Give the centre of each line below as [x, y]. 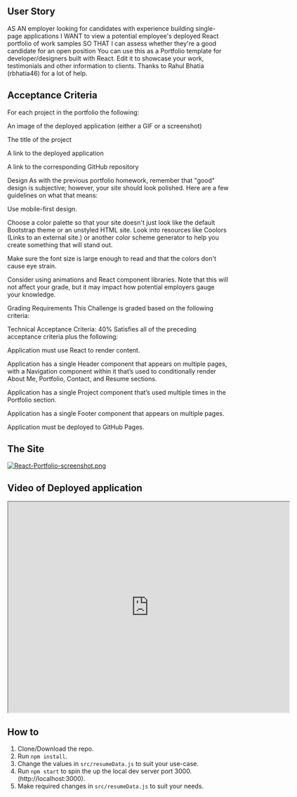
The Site [26, 449]
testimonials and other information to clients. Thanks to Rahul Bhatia [106, 65]
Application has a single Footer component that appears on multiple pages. [116, 413]
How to [23, 732]
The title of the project [40, 139]
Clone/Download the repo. [55, 749]
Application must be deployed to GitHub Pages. [76, 427]
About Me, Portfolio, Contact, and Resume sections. [82, 378]
